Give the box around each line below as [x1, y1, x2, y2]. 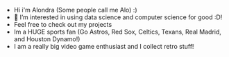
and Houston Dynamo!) [13, 35, 80, 43]
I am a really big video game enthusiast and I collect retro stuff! [13, 43, 194, 50]
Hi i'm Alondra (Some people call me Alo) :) [13, 6, 137, 14]
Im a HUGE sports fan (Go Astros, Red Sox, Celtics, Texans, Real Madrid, [13, 27, 222, 36]
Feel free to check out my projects [13, 21, 112, 28]
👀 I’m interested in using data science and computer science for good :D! [13, 13, 223, 21]
